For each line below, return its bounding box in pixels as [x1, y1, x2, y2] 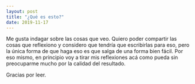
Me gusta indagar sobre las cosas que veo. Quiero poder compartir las [6, 36, 177, 43]
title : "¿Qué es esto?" [6, 14, 65, 20]
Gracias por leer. [6, 71, 46, 79]
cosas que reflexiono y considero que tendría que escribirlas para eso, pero [6, 41, 190, 48]
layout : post [6, 8, 38, 15]
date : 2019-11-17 [6, 19, 49, 25]
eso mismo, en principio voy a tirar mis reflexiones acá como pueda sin [6, 54, 178, 61]
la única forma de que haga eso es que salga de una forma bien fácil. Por [6, 48, 183, 55]
